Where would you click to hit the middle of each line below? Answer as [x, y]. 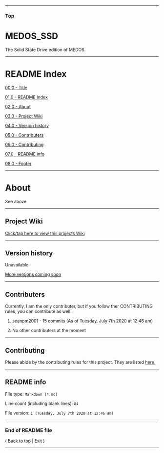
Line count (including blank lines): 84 [42, 403]
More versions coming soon [33, 274]
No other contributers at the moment [49, 331]
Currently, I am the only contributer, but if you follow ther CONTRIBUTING [79, 306]
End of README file [29, 430]
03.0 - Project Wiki [24, 116]
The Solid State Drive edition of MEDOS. [45, 49]
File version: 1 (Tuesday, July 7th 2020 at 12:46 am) [59, 413]
